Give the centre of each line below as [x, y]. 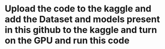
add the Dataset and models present [82, 19]
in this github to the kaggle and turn [81, 30]
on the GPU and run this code [67, 41]
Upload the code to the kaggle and [78, 9]
